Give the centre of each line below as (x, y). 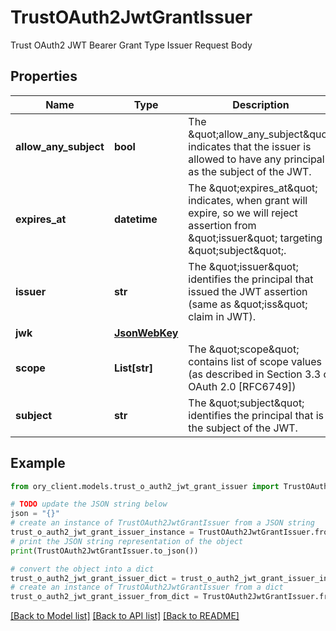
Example (38, 463)
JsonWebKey (146, 333)
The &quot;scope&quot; (244, 349)
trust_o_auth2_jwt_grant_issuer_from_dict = (104, 597)
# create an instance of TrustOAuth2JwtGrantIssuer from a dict (147, 587)
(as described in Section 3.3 (255, 374)
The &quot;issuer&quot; (243, 266)
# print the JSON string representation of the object (127, 541)
